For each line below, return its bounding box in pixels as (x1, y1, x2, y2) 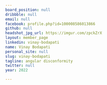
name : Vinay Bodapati (5, 44, 51, 49)
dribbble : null (5, 12, 37, 17)
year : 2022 (5, 68, 28, 73)
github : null (5, 26, 33, 31)
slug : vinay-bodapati (5, 53, 51, 59)
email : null (5, 16, 30, 21)
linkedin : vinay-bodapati (5, 40, 59, 45)
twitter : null (5, 63, 35, 68)
